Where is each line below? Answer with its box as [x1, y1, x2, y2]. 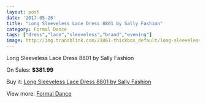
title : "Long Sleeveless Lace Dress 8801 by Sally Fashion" [6, 20, 164, 26]
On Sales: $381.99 [6, 66, 54, 74]
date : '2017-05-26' [6, 15, 56, 21]
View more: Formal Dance [6, 90, 72, 97]
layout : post [6, 9, 40, 15]
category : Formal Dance [6, 26, 67, 32]
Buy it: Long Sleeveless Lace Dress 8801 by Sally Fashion [6, 78, 151, 85]
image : [6, 37, 23, 44]
